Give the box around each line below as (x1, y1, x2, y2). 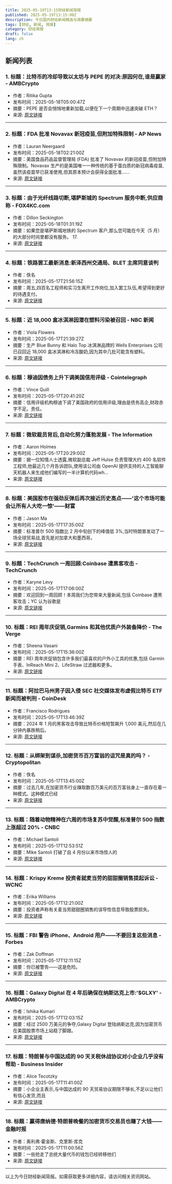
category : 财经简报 (5, 27, 44, 32)
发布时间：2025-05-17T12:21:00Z (12, 900, 83, 906)
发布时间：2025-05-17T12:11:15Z (12, 957, 82, 963)
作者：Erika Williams (12, 894, 56, 900)
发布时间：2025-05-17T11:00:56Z (12, 1144, 83, 1151)
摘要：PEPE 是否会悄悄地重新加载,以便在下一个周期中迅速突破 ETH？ (12, 105, 158, 111)
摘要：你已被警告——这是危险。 (12, 963, 80, 970)
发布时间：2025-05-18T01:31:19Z (12, 221, 83, 227)
